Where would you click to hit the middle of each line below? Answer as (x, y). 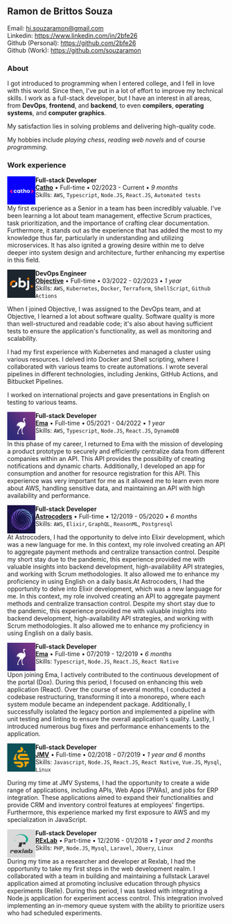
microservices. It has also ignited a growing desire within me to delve (106, 245)
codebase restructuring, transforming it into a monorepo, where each (106, 697)
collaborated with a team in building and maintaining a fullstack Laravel (108, 876)
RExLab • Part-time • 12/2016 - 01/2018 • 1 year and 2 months (124, 841)
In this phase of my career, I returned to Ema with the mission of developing (115, 444)
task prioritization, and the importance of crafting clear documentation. (108, 223)
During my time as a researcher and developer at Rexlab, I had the (101, 862)
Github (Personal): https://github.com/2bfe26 (72, 43)
